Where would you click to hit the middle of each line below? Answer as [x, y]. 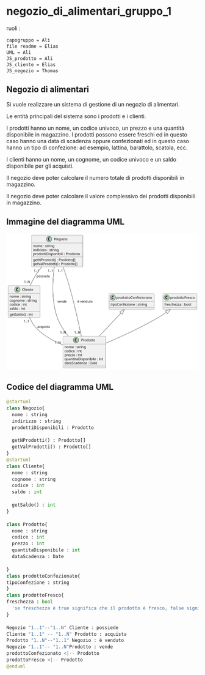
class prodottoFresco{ [35, 595]
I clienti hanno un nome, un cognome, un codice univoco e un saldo [92, 159]
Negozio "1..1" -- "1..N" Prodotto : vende [60, 647]
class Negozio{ [26, 408]
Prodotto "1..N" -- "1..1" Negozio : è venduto [65, 641]
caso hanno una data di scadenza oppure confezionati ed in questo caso [98, 141]
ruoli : [13, 28]
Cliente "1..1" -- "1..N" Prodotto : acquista [67, 634]
